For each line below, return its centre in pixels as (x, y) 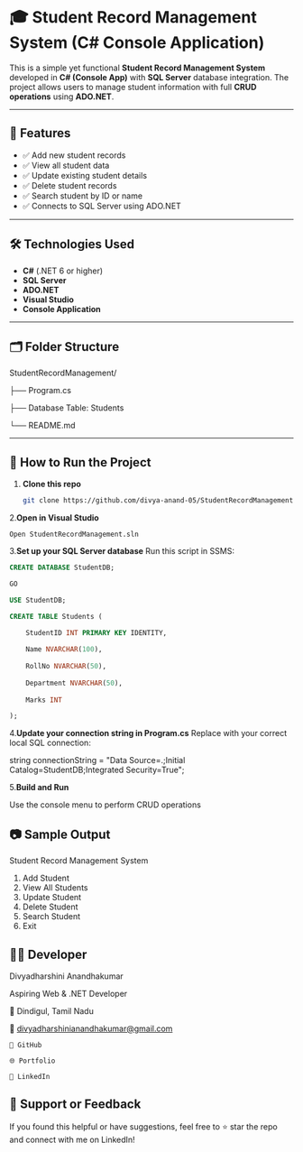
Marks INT (44, 700)
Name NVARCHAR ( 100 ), (64, 650)
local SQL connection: (50, 743)
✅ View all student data (66, 165)
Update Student (52, 898)
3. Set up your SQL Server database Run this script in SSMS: (122, 551)
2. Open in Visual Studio (54, 518)
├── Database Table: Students (67, 408)
